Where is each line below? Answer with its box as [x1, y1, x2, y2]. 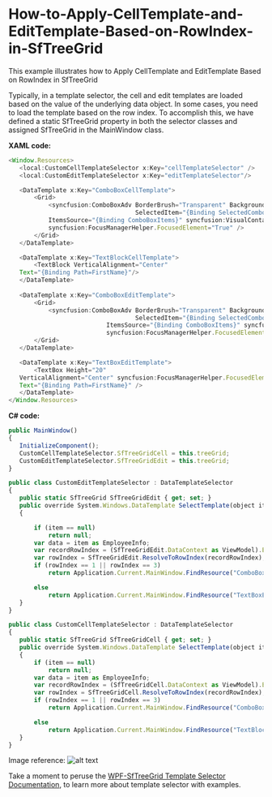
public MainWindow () [8, 426, 79, 435]
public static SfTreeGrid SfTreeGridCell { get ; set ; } [19, 636, 212, 645]
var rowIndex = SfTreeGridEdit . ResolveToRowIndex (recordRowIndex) [33, 554, 263, 562]
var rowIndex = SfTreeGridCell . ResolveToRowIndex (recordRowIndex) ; [33, 688, 266, 697]
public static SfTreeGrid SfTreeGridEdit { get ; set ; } [19, 494, 212, 503]
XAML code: [8, 140, 51, 150]
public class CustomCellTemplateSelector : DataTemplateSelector [8, 621, 233, 629]
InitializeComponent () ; [19, 441, 100, 450]
